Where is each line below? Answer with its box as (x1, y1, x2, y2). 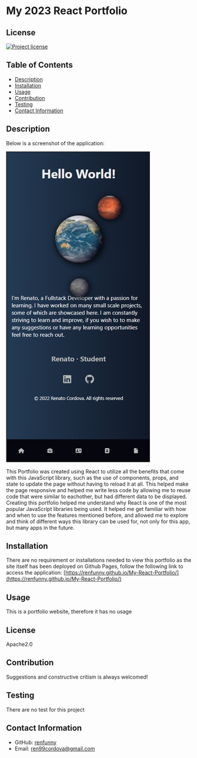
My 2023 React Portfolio (6, 4, 128, 18)
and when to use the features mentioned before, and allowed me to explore (6, 512, 189, 519)
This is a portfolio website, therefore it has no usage (6, 608, 132, 615)
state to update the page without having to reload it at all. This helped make (6, 480, 189, 487)
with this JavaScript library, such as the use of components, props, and (6, 474, 179, 481)
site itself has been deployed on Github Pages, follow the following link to (6, 563, 183, 570)
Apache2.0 (6, 641, 33, 648)
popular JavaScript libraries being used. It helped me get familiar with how (6, 505, 186, 512)
